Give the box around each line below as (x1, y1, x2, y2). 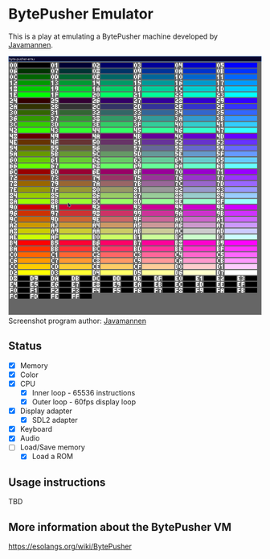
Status (8, 339, 43, 353)
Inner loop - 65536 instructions (31, 387, 136, 397)
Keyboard (19, 424, 53, 434)
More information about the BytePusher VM (8, 520, 231, 534)
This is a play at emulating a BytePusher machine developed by (8, 31, 219, 41)
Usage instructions (8, 475, 106, 489)
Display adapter (19, 406, 72, 416)
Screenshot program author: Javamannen (8, 316, 147, 325)
